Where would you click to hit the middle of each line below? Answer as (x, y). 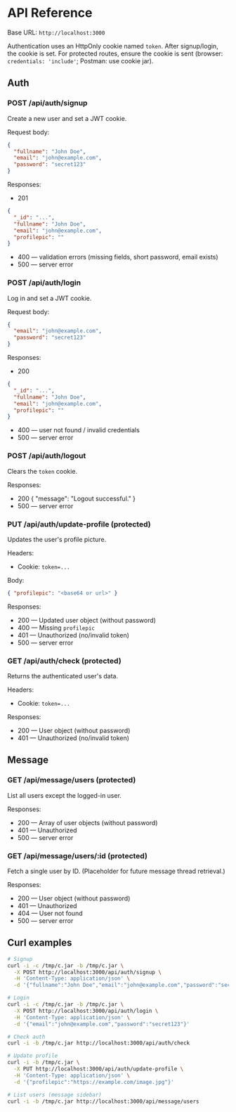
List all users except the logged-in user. (64, 795)
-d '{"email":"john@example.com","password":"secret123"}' (102, 1024)
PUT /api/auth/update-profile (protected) (79, 524)
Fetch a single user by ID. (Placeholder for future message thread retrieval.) (117, 871)
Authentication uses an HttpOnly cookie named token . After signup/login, (113, 46)
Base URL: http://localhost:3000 (56, 32)
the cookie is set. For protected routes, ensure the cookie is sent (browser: (115, 53)
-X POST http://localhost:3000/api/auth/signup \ (87, 972)
